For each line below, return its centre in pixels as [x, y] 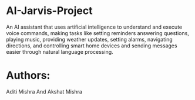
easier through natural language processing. [60, 51]
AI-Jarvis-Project [49, 11]
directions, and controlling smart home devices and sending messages [92, 46]
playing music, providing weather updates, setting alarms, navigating [90, 39]
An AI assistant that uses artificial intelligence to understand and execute [94, 27]
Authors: [28, 76]
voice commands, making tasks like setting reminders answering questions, [97, 33]
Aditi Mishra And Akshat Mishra [44, 91]
